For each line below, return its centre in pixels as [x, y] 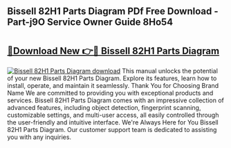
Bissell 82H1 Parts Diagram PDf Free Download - [113, 11]
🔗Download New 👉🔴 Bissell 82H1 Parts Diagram [113, 51]
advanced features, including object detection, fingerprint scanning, [104, 108]
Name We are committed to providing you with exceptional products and [110, 93]
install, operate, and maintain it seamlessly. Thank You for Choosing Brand [113, 85]
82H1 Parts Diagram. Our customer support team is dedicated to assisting [112, 130]
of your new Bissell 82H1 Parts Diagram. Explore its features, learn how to [112, 78]
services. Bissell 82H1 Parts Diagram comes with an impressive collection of [116, 100]
